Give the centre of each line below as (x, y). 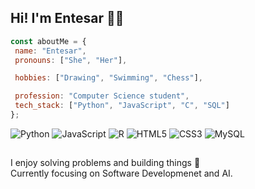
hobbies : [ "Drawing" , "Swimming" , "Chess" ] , (108, 78)
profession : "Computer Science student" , (102, 96)
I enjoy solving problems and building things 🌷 (105, 163)
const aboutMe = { (48, 41)
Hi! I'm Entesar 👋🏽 (67, 18)
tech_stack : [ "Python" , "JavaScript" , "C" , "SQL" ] (122, 106)
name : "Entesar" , (50, 51)
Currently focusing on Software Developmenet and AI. (121, 173)
